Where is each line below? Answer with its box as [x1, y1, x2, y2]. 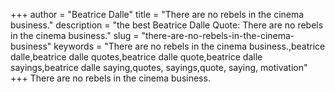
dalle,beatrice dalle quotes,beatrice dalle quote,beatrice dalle [10, 51, 263, 63]
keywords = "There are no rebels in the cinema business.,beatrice [53, 40, 326, 52]
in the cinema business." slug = [10, 30, 140, 41]
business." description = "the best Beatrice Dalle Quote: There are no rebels [10, 19, 324, 31]
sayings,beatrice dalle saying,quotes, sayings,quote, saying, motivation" [10, 62, 308, 73]
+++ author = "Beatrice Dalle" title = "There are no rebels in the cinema [10, 9, 305, 20]
